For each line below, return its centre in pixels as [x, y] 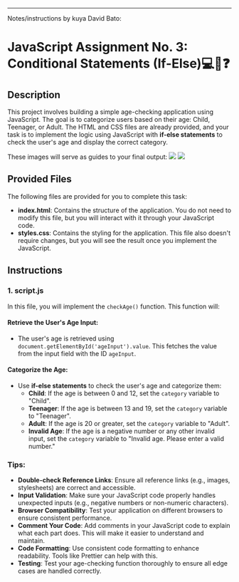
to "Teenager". [49, 416]
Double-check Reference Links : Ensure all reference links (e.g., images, [124, 480]
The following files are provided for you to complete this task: [97, 196]
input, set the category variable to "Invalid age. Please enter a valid [126, 438]
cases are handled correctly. [59, 571]
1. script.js [26, 291]
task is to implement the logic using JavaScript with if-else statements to [115, 135]
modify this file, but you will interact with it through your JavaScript [116, 217]
